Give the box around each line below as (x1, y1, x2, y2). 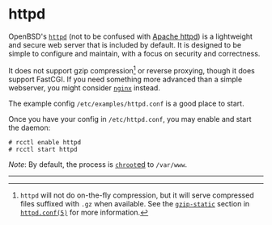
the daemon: (8, 123, 51, 132)
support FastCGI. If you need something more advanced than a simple (8, 74, 243, 84)
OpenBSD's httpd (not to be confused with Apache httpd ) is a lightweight (8, 31, 253, 41)
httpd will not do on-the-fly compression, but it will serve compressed (19, 190, 254, 200)
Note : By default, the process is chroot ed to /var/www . (8, 159, 188, 169)
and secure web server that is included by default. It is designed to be (8, 40, 241, 49)
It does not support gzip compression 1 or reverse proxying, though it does (8, 64, 255, 75)
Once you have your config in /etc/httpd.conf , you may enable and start (8, 114, 253, 123)
